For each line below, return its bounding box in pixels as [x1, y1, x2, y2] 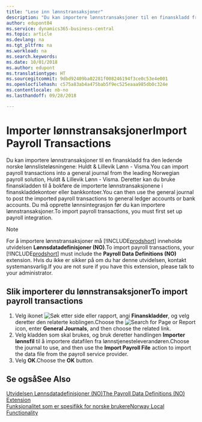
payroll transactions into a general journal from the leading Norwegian [6, 169, 180, 176]
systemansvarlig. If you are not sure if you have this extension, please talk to [6, 263, 194, 270]
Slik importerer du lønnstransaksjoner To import [6, 287, 188, 297]
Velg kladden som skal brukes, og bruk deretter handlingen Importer [14, 331, 185, 338]
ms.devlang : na [6, 37, 44, 43]
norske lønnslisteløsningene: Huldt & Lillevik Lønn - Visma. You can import [6, 163, 188, 170]
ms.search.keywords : [6, 54, 58, 60]
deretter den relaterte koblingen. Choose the [14, 318, 124, 325]
